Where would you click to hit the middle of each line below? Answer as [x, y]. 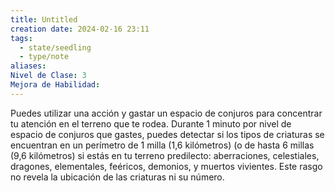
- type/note [44, 57]
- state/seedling [55, 47]
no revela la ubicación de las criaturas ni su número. [117, 177]
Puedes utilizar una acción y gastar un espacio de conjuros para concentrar [166, 113]
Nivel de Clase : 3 [48, 76]
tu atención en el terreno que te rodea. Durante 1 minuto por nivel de [151, 123]
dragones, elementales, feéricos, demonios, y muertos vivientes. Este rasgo [166, 166]
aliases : [28, 66]
